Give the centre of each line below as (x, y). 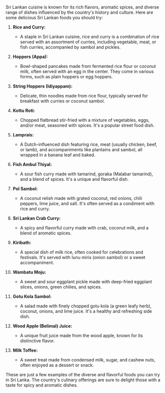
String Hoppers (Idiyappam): (42, 86)
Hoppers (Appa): (30, 57)
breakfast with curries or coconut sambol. (62, 101)
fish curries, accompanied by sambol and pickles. (70, 47)
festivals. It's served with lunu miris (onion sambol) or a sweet (82, 257)
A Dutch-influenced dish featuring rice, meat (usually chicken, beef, (89, 144)
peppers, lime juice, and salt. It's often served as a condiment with (87, 203)
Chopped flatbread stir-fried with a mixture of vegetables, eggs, (85, 120)
